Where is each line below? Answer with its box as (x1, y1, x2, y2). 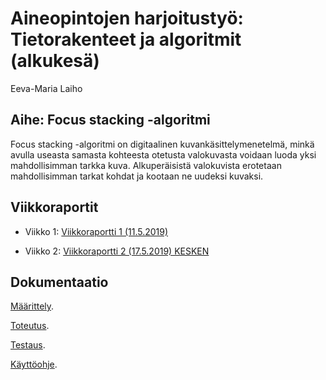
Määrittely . (10, 300, 55, 312)
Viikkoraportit (10, 199, 99, 216)
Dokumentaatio (10, 273, 109, 291)
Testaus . (10, 339, 46, 351)
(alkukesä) (10, 50, 100, 72)
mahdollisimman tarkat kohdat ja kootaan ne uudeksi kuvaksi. (10, 170, 264, 182)
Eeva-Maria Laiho (10, 82, 83, 94)
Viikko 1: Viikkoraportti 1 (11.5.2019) (24, 225, 169, 237)
